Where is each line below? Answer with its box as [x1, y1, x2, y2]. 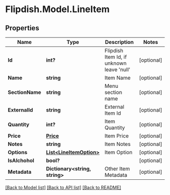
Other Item [104, 165, 130, 172]
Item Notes [104, 140, 131, 148]
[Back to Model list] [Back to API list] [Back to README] [5, 184, 121, 190]
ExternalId [8, 107, 33, 113]
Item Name [104, 74, 131, 81]
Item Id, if [104, 54, 127, 60]
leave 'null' [104, 66, 131, 73]
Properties [5, 24, 39, 32]
